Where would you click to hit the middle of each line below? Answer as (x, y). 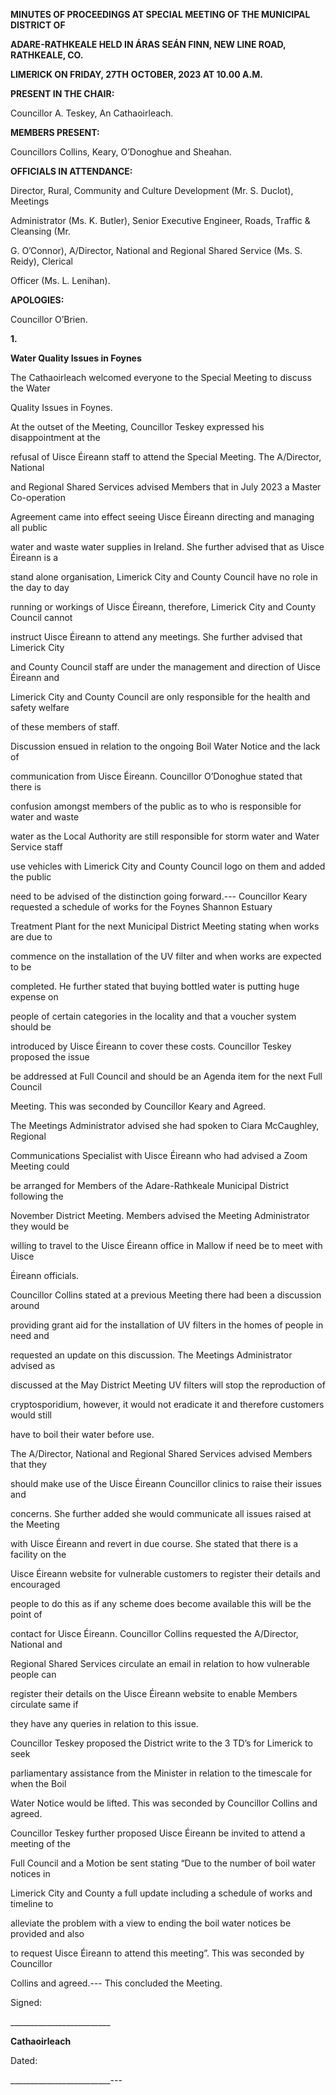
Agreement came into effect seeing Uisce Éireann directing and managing (162, 517)
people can (33, 1674)
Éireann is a (34, 557)
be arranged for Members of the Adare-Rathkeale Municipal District (150, 1185)
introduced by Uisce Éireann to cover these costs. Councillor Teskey (151, 1046)
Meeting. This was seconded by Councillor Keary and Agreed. (138, 1106)
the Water (30, 388)
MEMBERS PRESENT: (55, 132)
